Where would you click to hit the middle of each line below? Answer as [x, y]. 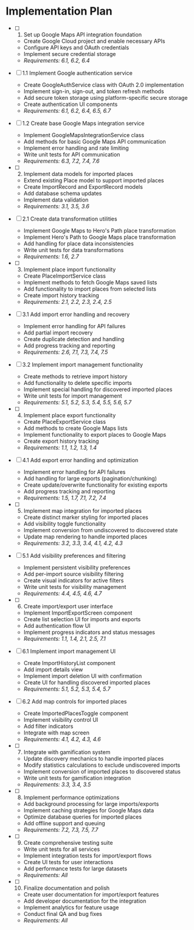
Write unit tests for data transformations [74, 250]
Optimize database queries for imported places [83, 817]
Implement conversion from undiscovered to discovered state [101, 530]
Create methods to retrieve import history [75, 376]
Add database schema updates [63, 193]
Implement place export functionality [70, 415]
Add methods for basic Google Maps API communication [95, 141]
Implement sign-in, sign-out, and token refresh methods [94, 91]
